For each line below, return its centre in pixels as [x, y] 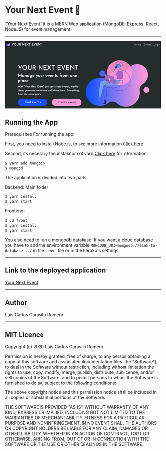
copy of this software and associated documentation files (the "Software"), [82, 362]
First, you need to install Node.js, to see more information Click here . [75, 144]
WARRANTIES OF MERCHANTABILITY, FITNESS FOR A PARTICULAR [75, 418]
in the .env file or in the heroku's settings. [76, 250]
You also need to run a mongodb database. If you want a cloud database [79, 240]
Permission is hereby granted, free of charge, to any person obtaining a [78, 356]
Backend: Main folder [27, 187]
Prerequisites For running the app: [40, 134]
